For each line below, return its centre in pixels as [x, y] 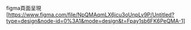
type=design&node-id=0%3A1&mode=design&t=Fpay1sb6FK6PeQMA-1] [96, 21]
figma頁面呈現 [24, 8]
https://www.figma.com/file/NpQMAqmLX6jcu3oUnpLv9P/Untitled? [91, 15]
